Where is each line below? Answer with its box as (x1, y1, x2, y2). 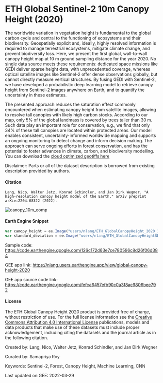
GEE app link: (5, 262, 32, 268)
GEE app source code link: (5, 277, 58, 283)
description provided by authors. (5, 168, 70, 173)
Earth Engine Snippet (5, 218, 49, 224)
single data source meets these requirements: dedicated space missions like (5, 61, 158, 67)
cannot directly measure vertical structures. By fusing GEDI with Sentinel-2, (5, 77, 156, 82)
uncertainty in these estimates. (5, 92, 67, 98)
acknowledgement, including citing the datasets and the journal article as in (5, 330, 156, 336)
